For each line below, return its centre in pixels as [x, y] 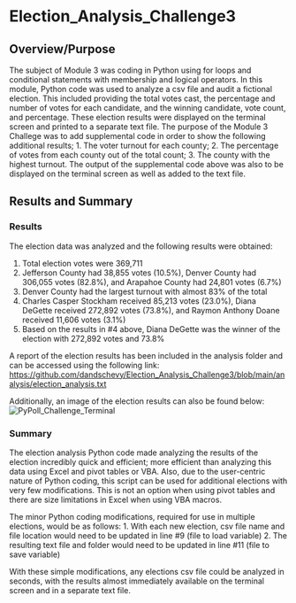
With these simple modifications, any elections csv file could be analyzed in [147, 571]
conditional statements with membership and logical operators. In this [136, 80]
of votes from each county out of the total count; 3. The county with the [140, 155]
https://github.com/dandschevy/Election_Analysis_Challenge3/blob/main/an [147, 375]
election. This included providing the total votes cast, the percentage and [142, 98]
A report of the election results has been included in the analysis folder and [146, 355]
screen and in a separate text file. [70, 590]
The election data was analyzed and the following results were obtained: [141, 246]
